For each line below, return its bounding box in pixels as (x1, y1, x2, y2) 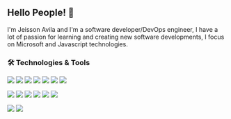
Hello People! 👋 (7, 7, 74, 19)
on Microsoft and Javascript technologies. (7, 39, 129, 48)
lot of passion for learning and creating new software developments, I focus (7, 33, 225, 41)
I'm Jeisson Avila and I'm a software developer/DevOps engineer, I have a (7, 25, 218, 33)
